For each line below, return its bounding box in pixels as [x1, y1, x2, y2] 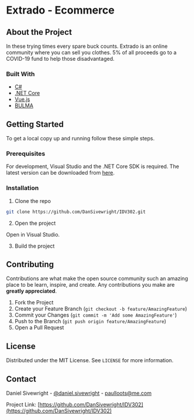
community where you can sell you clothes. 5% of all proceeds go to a [6, 49, 177, 56]
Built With [6, 70, 35, 78]
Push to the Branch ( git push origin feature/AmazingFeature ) [14, 318, 166, 325]
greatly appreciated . [6, 287, 57, 295]
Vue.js [14, 96, 31, 103]
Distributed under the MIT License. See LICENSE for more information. [6, 357, 173, 364]
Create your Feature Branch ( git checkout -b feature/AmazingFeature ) [14, 305, 188, 313]
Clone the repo [14, 197, 51, 204]
